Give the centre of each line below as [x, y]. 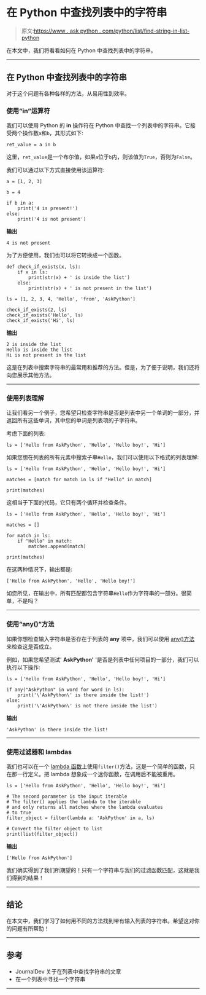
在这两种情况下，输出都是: [40, 570]
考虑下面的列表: [26, 433]
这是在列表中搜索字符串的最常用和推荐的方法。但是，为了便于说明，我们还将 [103, 368]
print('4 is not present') [52, 219]
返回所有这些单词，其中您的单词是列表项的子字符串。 [74, 420]
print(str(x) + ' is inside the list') [79, 278]
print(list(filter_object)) [42, 834]
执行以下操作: [24, 667]
